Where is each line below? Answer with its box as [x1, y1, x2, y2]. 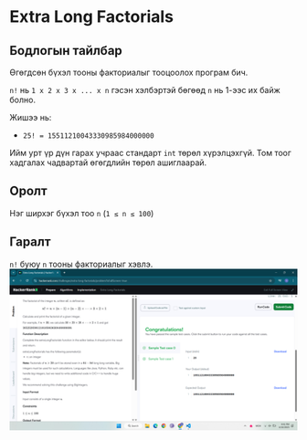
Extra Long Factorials [9, 6, 175, 27]
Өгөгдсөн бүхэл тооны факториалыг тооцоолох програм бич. [9, 67, 249, 78]
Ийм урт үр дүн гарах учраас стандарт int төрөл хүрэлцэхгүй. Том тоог [9, 148, 292, 158]
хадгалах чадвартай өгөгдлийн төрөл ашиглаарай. [9, 157, 207, 168]
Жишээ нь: [9, 112, 52, 122]
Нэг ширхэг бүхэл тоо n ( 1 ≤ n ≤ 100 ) [9, 207, 154, 218]
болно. [9, 94, 37, 105]
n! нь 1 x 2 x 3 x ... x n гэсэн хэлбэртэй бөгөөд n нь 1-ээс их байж [9, 85, 281, 95]
